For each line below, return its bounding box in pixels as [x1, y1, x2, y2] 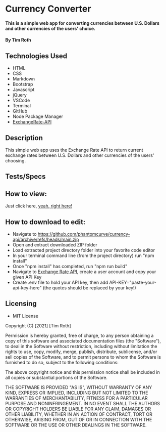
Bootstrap [12, 81, 33, 88]
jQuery [12, 92, 27, 98]
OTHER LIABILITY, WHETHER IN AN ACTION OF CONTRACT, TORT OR [5, 411, 152, 417]
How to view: [5, 189, 47, 198]
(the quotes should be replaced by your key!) [42, 285, 136, 291]
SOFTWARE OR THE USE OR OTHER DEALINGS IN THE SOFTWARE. [5, 422, 147, 428]
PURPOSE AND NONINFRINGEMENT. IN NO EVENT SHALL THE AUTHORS [5, 400, 160, 406]
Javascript [12, 87, 35, 93]
